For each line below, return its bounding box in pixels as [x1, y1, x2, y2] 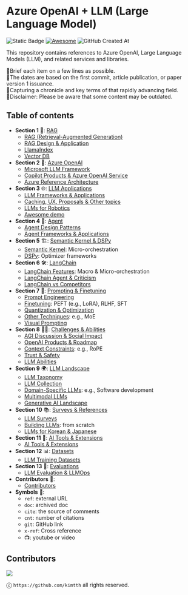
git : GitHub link [24, 520, 64, 528]
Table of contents [6, 110, 74, 121]
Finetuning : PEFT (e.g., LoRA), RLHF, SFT [24, 300, 127, 307]
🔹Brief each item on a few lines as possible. [6, 67, 115, 74]
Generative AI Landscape [24, 399, 88, 406]
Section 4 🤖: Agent [15, 217, 63, 224]
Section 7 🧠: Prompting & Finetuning [15, 287, 106, 294]
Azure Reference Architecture [24, 178, 99, 186]
